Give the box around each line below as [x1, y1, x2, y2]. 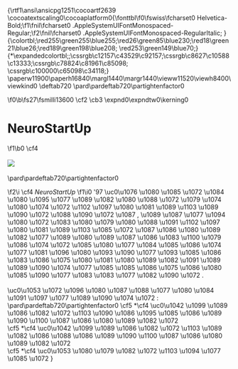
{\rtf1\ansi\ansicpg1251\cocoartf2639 [7, 6, 117, 14]
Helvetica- [196, 14, 227, 22]
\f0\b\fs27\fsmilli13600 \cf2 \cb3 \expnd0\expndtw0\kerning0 [7, 95, 189, 104]
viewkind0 [7, 82, 38, 90]
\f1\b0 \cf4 [7, 144, 38, 152]
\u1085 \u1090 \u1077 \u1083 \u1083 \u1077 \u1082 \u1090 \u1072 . [7, 271, 204, 279]
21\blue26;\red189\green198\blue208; [7, 44, 118, 52]
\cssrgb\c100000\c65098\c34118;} [7, 67, 109, 75]
